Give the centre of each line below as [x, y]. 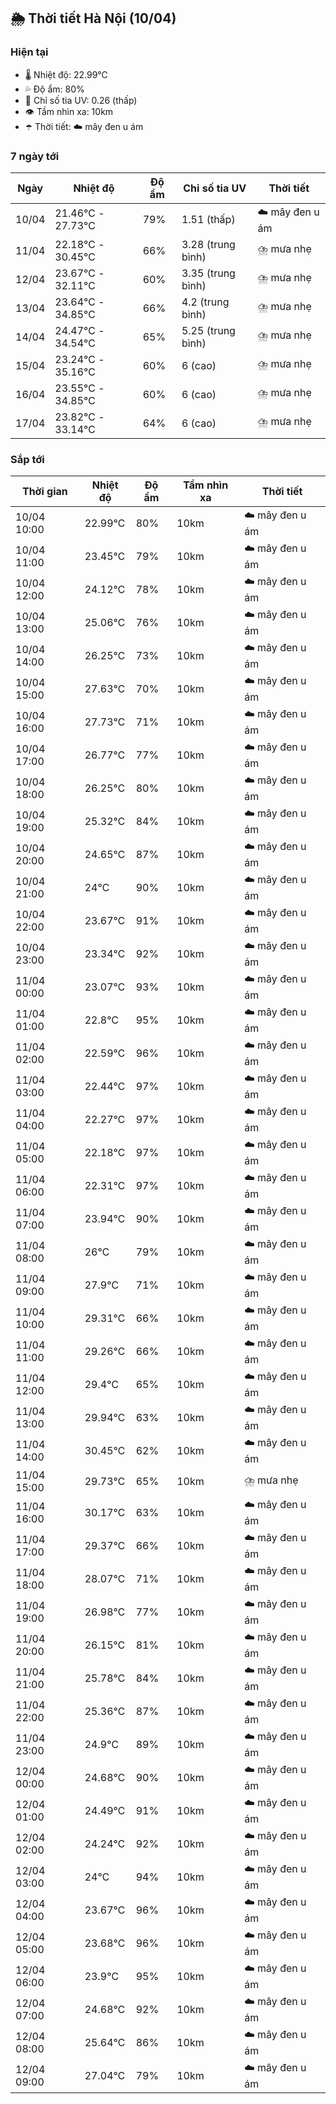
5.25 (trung [208, 330]
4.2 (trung [205, 302]
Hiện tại [29, 52]
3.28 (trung [208, 244]
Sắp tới [27, 459]
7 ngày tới [35, 156]
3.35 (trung [208, 273]
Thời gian [44, 492]
